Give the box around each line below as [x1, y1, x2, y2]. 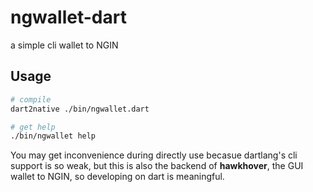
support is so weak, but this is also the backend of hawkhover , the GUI [10, 160, 304, 172]
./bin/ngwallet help [10, 131, 97, 141]
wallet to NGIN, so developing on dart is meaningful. [10, 171, 225, 183]
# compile [10, 94, 52, 105]
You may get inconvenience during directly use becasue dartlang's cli [10, 149, 298, 161]
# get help [10, 122, 56, 132]
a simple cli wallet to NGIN [10, 39, 119, 51]
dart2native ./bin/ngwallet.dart [10, 104, 150, 114]
